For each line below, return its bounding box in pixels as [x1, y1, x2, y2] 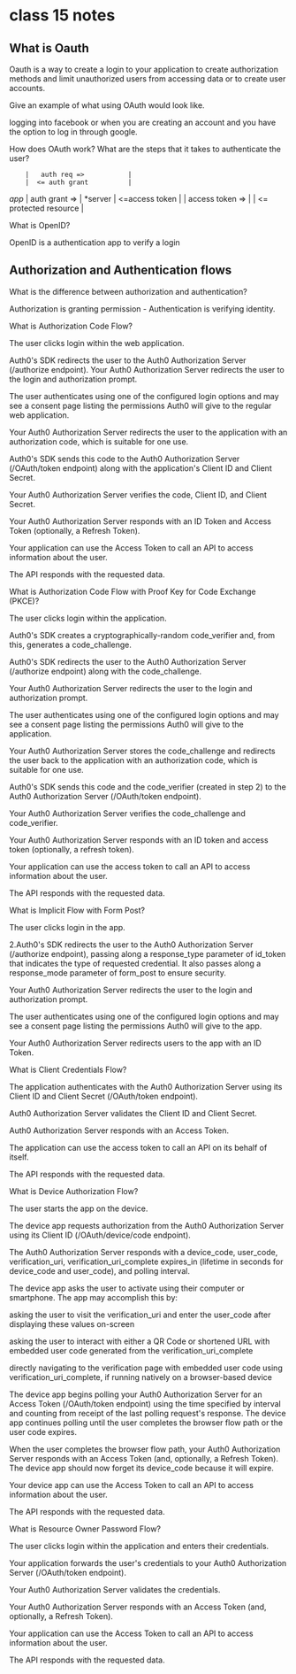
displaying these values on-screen [9, 1318, 135, 1329]
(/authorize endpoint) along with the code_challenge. [9, 666, 201, 676]
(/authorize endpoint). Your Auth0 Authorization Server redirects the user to [9, 364, 285, 374]
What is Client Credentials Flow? [9, 1064, 127, 1075]
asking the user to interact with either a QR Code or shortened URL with [9, 1336, 270, 1346]
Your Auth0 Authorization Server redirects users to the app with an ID [9, 1038, 262, 1048]
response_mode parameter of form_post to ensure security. [9, 967, 227, 978]
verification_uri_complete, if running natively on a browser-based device [9, 1371, 272, 1382]
